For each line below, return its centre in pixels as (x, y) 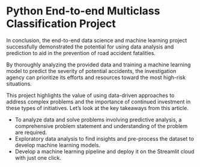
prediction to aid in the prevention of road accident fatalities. (81, 53)
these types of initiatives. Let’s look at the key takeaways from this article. (98, 108)
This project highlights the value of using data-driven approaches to (90, 95)
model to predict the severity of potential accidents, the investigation (91, 71)
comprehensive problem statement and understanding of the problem (101, 126)
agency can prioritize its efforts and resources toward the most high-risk (96, 77)
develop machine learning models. (58, 145)
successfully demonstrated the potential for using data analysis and (90, 47)
